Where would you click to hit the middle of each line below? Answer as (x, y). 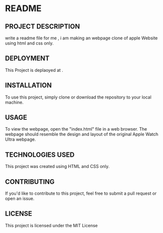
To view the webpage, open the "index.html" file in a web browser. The (76, 129)
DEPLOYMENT (27, 58)
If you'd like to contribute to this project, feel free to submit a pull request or (81, 193)
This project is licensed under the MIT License (52, 225)
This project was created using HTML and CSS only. (57, 166)
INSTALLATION (28, 85)
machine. (14, 102)
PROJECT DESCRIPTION (43, 26)
